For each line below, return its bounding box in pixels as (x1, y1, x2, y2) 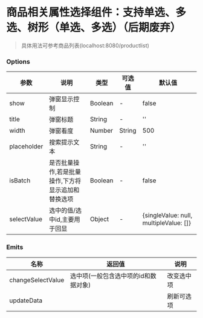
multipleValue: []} (142, 219, 192, 227)
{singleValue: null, (142, 211, 193, 220)
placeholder (9, 142, 43, 151)
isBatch (9, 176, 31, 185)
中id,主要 (49, 216, 74, 224)
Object (89, 215, 109, 224)
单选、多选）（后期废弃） (59, 21, 181, 35)
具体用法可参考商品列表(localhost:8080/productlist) (21, 42, 150, 49)
